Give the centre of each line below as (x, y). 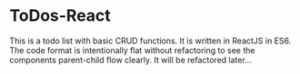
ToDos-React (60, 16)
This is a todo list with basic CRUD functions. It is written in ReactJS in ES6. (150, 41)
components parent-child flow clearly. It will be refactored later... (130, 60)
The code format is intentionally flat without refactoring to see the (132, 50)
